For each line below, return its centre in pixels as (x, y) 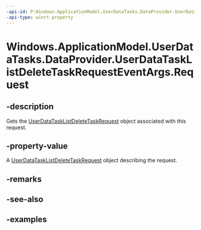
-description (30, 107)
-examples (27, 220)
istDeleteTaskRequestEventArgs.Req (100, 72)
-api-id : (17, 12)
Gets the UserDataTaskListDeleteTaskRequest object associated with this (96, 121)
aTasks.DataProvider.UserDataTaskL (99, 59)
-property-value (37, 146)
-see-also (25, 199)
